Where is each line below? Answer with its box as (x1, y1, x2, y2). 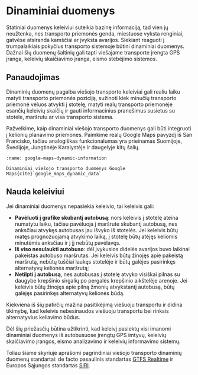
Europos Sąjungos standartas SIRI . (6, 361, 90, 368)
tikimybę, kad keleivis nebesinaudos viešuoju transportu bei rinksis (6, 307, 170, 315)
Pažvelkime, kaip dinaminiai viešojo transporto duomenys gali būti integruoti (6, 124, 191, 132)
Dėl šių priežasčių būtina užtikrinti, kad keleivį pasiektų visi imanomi (6, 325, 171, 332)
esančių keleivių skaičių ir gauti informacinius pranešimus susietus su (6, 107, 176, 114)
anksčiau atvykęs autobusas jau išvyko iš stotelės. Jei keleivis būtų (14, 226, 178, 233)
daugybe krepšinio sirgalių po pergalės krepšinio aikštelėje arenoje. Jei (14, 277, 188, 284)
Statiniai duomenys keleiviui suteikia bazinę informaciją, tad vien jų (6, 24, 168, 31)
